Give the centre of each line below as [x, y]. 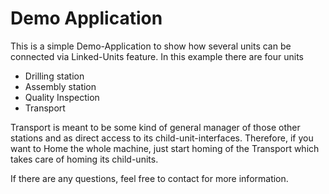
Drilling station [54, 76]
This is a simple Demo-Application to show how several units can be [151, 46]
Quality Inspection [62, 97]
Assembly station [60, 86]
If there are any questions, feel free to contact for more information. [149, 178]
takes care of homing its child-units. [84, 159]
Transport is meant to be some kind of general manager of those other [155, 127]
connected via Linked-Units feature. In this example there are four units [157, 56]
